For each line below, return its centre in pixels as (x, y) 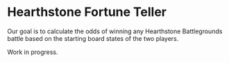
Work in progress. (33, 52)
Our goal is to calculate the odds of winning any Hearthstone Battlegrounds (115, 31)
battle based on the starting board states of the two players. (93, 38)
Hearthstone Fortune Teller (87, 12)
